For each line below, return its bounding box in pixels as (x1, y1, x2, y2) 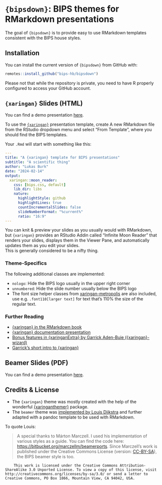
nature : (14, 191, 29, 196)
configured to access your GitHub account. (5, 85, 91, 91)
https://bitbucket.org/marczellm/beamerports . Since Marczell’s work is (16, 443, 158, 449)
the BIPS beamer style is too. (16, 453, 75, 459)
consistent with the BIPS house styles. (5, 35, 81, 41)
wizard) (12, 340, 28, 346)
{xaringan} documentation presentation (12, 329, 91, 335)
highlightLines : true (17, 201, 62, 205)
